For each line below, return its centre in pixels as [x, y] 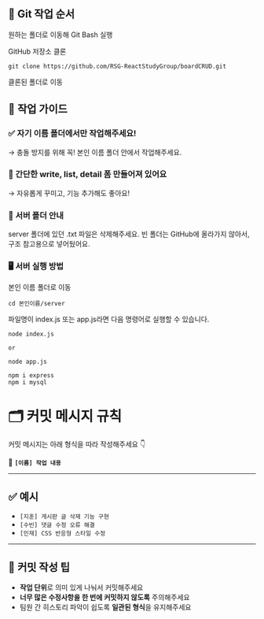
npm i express [31, 376]
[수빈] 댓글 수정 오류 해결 [57, 525]
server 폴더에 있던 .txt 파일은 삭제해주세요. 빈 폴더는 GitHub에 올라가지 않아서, [129, 234]
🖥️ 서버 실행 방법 [36, 266]
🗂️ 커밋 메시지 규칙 [65, 416]
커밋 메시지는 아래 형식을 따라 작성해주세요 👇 [77, 444]
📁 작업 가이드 [38, 109]
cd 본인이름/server [37, 304]
